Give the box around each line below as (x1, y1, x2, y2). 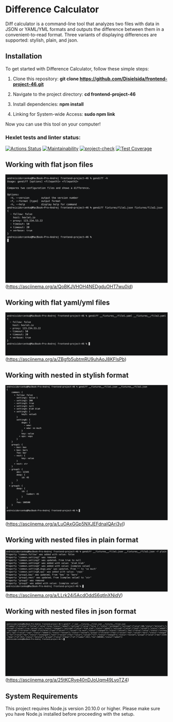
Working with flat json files (5, 161, 94, 169)
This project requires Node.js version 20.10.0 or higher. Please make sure (5, 705, 161, 711)
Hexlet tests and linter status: (5, 134, 81, 141)
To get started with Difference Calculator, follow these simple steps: (5, 65, 149, 72)
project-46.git (12, 81, 44, 87)
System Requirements (5, 692, 78, 700)
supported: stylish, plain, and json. (5, 37, 79, 43)
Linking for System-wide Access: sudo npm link (12, 111, 115, 117)
